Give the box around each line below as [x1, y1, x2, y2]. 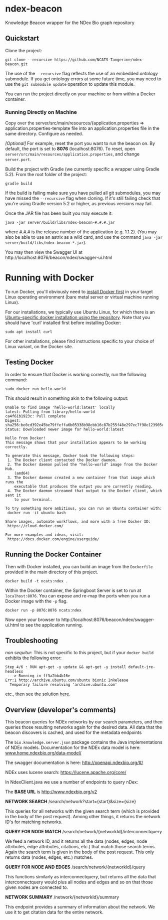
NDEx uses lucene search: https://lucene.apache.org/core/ [5, 770, 126, 776]
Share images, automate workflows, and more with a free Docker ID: [5, 519, 151, 524]
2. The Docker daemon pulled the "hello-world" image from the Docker [7, 462, 157, 467]
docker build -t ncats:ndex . [5, 578, 68, 583]
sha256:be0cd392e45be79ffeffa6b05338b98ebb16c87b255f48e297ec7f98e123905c [5, 422, 164, 427]
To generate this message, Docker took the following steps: [5, 453, 135, 458]
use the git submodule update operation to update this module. [5, 81, 135, 87]
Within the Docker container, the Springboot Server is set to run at [5, 587, 141, 593]
